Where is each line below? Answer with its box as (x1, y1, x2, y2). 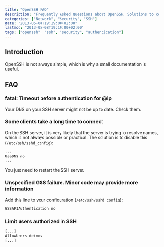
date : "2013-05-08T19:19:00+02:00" (5, 21, 78, 26)
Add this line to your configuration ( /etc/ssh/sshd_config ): (5, 197, 123, 202)
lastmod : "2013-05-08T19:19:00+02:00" (5, 25, 84, 30)
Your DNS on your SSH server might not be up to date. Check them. (5, 106, 142, 112)
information (5, 185, 34, 192)
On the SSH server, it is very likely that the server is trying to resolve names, (5, 129, 158, 135)
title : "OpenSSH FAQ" (5, 7, 49, 12)
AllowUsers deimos (5, 233, 42, 238)
